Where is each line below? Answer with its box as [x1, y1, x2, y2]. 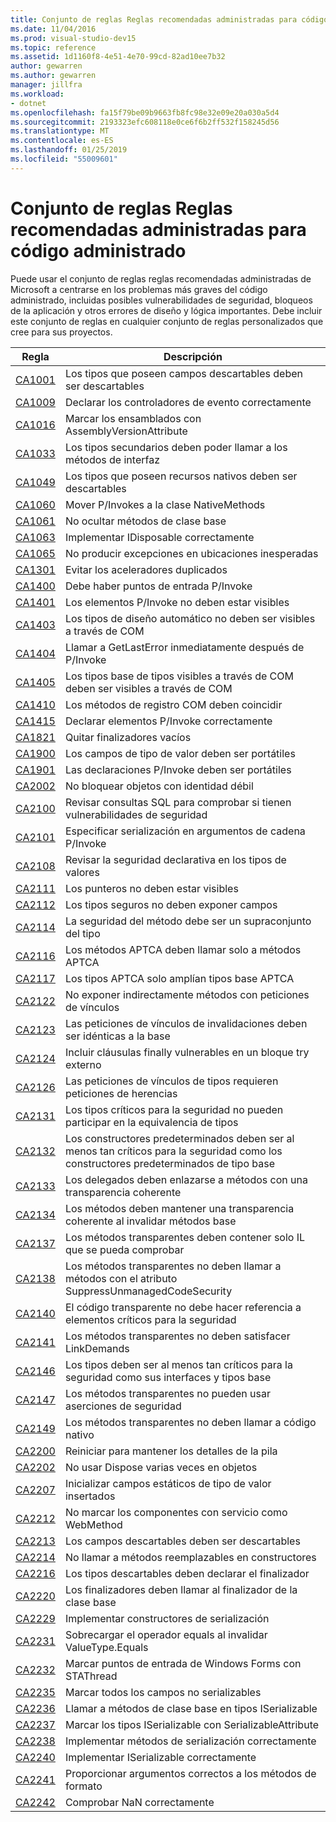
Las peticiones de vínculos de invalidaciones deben [64, 1016, 308, 1030]
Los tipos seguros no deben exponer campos [64, 897, 278, 911]
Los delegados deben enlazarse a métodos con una [64, 1172, 308, 1186]
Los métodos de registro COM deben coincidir [64, 697, 283, 711]
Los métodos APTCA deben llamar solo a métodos [64, 942, 302, 956]
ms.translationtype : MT [10, 126, 110, 136]
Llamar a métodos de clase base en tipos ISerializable [64, 1701, 318, 1715]
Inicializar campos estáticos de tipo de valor [64, 1476, 272, 1490]
